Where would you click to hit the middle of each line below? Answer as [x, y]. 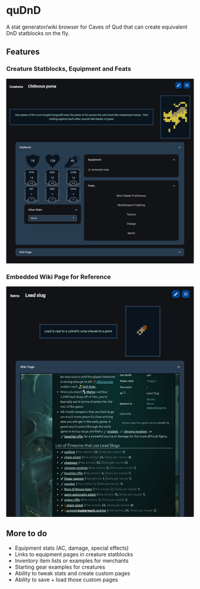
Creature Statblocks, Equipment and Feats [69, 69]
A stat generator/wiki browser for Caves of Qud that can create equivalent [97, 27]
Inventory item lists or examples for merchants [72, 560]
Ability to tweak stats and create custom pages [72, 573]
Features [23, 52]
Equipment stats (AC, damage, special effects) [72, 548]
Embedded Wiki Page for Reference [59, 276]
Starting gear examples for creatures [60, 567]
